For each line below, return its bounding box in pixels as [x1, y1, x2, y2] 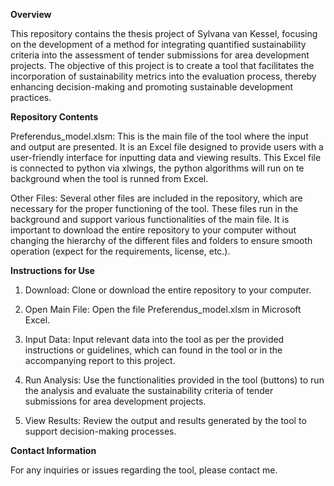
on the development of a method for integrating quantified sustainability [10, 39, 307, 50]
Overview [10, 9, 52, 20]
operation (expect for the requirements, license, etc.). [10, 245, 231, 257]
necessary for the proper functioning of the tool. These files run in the [10, 203, 299, 214]
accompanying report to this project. [24, 355, 176, 366]
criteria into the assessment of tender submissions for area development [10, 49, 310, 61]
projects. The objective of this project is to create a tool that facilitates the [10, 60, 315, 71]
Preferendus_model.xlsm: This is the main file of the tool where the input [10, 130, 309, 142]
